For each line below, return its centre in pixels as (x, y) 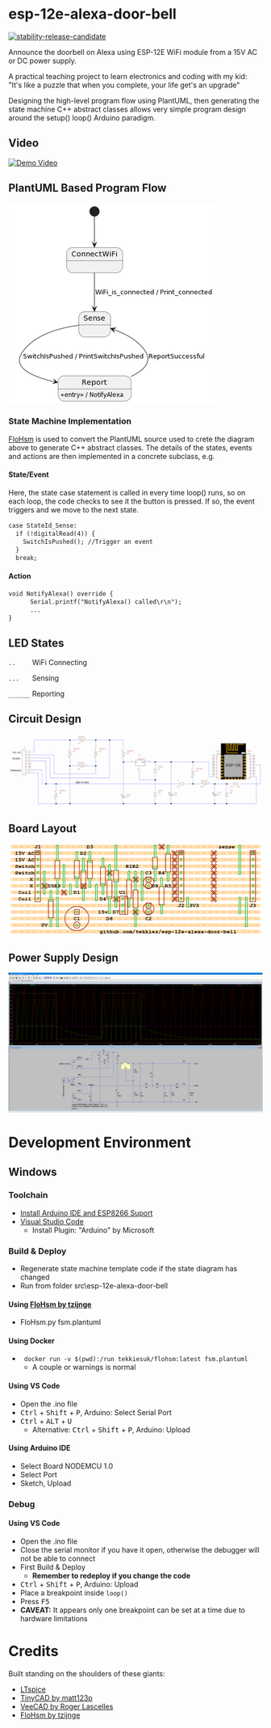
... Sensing (33, 678)
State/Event (29, 474)
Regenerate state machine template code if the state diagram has (129, 1268)
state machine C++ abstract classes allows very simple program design (127, 109)
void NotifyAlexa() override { (61, 594)
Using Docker (31, 1340)
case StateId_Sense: (43, 526)
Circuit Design (45, 719)
